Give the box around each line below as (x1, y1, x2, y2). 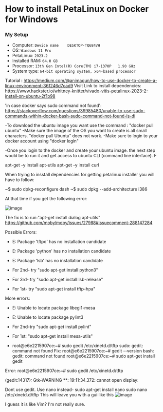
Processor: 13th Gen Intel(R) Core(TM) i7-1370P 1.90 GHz (12, 63, 136, 69)
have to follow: (5, 177, 35, 183)
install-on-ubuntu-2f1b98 (5, 93, 55, 99)
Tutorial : (5, 78, 23, 83)
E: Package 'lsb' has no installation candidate (12, 258, 103, 264)
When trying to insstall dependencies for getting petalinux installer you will (5, 172, 155, 178)
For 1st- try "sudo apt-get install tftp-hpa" (12, 286, 96, 292)
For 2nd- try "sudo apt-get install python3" (12, 267, 98, 273)
